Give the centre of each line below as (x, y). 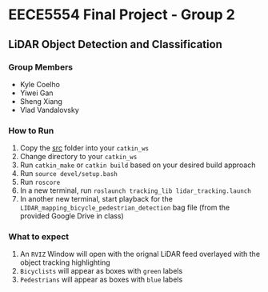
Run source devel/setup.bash (68, 174)
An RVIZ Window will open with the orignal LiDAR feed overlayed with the (140, 254)
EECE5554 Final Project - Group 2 (122, 15)
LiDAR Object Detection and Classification (115, 44)
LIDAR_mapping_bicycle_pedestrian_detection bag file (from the (125, 208)
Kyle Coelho (40, 84)
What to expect (39, 237)
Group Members (41, 67)
